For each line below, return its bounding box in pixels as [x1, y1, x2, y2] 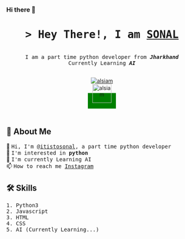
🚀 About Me [6, 127, 52, 137]
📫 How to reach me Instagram [6, 162, 94, 169]
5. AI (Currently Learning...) [6, 226, 99, 233]
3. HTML [6, 214, 29, 221]
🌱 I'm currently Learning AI [6, 155, 92, 163]
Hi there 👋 [6, 5, 36, 14]
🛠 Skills [6, 183, 38, 194]
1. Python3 [6, 202, 39, 209]
